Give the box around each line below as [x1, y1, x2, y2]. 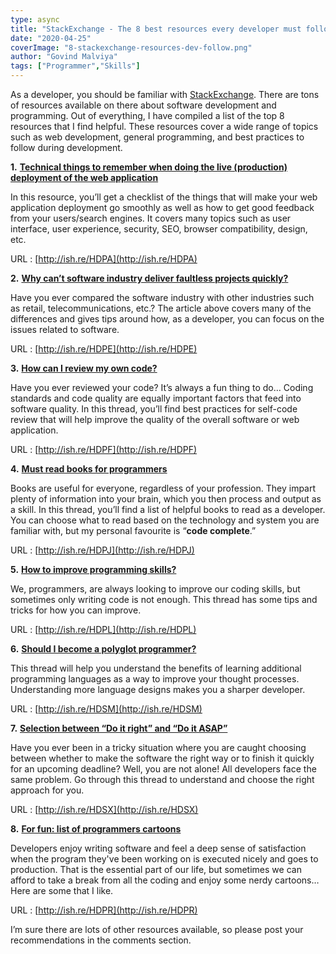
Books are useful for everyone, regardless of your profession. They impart [10, 482, 317, 494]
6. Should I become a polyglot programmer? [10, 643, 197, 655]
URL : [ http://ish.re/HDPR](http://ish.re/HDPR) [10, 904, 198, 916]
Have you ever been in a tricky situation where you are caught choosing [10, 742, 307, 753]
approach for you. [10, 784, 85, 796]
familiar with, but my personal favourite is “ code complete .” [10, 525, 257, 536]
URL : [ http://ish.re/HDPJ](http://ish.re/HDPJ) [10, 544, 195, 556]
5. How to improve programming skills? [10, 564, 177, 575]
